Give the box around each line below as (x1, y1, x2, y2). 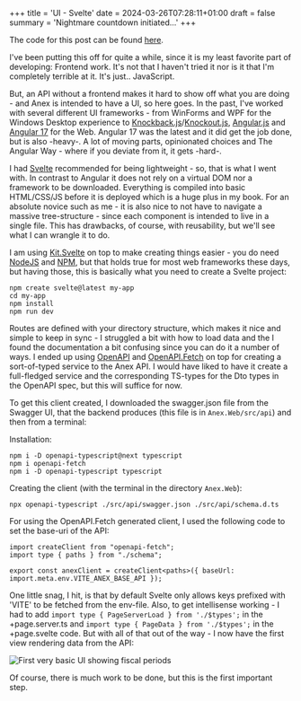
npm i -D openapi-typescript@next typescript (9, 451, 182, 460)
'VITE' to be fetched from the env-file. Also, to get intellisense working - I (9, 600, 280, 609)
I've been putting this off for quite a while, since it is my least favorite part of (9, 52, 292, 62)
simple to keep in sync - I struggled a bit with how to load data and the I (9, 332, 275, 343)
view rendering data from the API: (9, 637, 135, 648)
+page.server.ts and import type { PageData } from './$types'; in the (9, 618, 274, 629)
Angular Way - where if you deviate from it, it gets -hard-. (9, 145, 222, 156)
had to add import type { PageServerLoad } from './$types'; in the (9, 609, 263, 619)
